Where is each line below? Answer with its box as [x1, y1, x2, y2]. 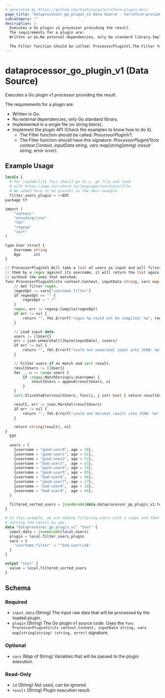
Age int [14, 252, 41, 257]
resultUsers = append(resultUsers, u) [31, 380, 111, 384]
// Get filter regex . [14, 284, 58, 288]
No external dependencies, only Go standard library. [12, 116, 118, 122]
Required [5, 599, 27, 605]
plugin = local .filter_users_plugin [9, 534, 84, 539]
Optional [5, 642, 26, 649]
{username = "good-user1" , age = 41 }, [14, 451, 93, 457]
